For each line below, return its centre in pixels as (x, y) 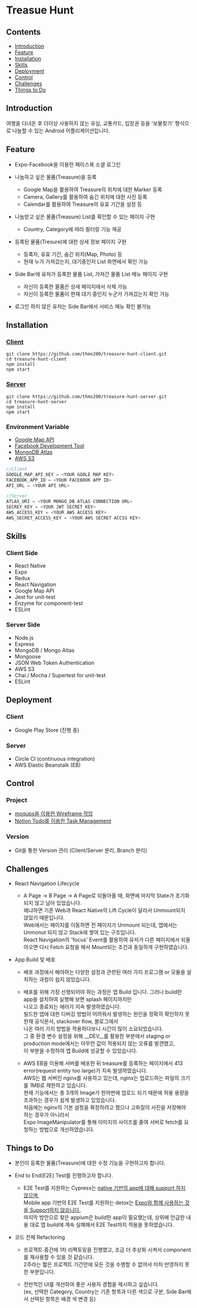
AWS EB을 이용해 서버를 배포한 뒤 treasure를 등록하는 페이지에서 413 (103, 1063)
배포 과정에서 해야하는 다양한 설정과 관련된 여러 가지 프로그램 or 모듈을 (104, 972)
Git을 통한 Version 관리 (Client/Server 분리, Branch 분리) (81, 850)
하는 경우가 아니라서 (46, 1114)
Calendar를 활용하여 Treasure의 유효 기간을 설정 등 (83, 204)
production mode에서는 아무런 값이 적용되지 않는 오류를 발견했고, (99, 1043)
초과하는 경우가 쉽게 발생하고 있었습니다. (70, 1100)
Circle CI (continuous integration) (55, 758)
